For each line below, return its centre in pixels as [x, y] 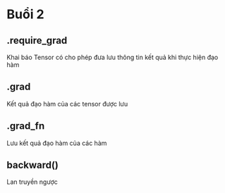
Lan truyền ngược [32, 182]
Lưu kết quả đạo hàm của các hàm [57, 143]
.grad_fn [26, 126]
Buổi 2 [25, 14]
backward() [33, 165]
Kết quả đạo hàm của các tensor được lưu [67, 104]
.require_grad [37, 41]
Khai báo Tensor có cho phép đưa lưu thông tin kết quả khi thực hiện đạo [112, 57]
